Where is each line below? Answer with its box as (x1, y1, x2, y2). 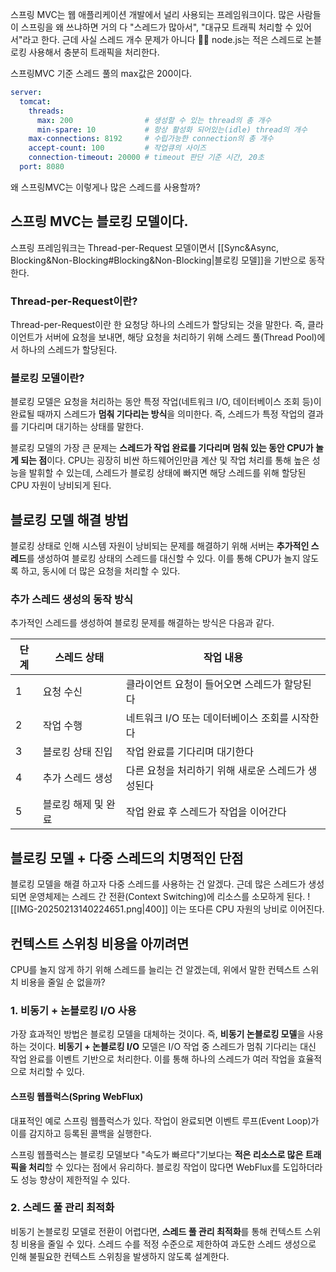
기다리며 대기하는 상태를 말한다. (20, 421, 144, 433)
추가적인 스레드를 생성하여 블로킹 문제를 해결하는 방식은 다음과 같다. (10, 617, 275, 629)
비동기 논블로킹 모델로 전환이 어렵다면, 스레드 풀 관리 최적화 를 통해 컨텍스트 (10, 1225, 303, 1237)
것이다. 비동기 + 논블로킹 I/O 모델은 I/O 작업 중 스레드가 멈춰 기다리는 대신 (28, 1041, 317, 1053)
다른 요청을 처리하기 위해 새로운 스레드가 (125, 764, 306, 778)
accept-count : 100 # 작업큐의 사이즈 (28, 143, 207, 153)
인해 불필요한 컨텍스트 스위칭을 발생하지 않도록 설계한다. (10, 1250, 230, 1262)
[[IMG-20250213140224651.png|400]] (10, 903, 169, 915)
